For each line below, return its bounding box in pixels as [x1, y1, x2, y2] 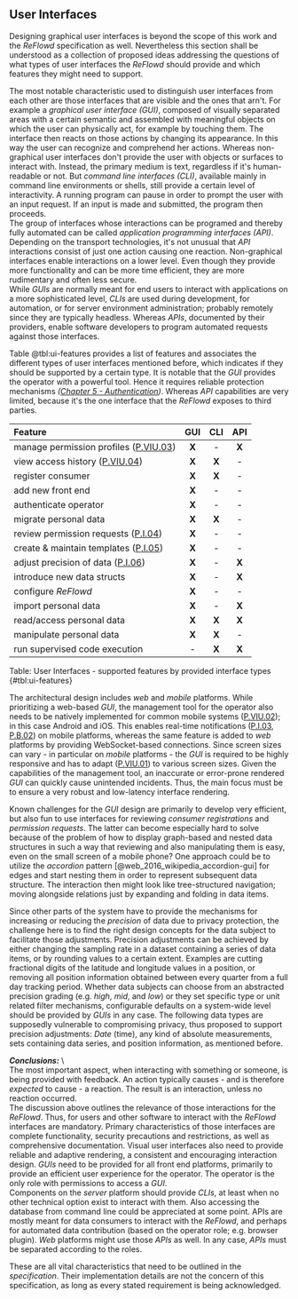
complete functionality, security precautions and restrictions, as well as [9, 1130, 270, 1141]
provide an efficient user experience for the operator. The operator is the [9, 1168, 275, 1179]
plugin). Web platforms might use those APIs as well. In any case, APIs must [9, 1234, 286, 1245]
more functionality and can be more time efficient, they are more [9, 265, 246, 275]
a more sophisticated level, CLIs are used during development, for [9, 293, 250, 304]
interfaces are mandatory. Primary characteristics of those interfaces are [9, 1121, 276, 1131]
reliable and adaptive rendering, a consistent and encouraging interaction [9, 1149, 278, 1160]
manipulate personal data [13, 628, 120, 640]
